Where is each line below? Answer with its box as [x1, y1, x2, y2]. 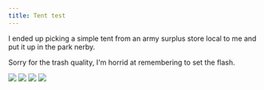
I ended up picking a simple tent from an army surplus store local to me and [8, 33, 257, 43]
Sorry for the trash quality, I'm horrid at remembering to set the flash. [8, 57, 235, 67]
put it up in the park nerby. [8, 41, 96, 52]
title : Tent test [8, 11, 66, 20]
